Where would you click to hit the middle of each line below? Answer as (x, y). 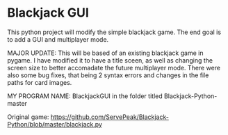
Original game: (28, 117)
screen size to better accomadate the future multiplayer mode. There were (114, 67)
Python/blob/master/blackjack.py (55, 124)
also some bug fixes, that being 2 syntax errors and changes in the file (108, 75)
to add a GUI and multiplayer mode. (58, 39)
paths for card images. (40, 82)
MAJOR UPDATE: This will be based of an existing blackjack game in (105, 53)
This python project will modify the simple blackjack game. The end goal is (114, 32)
